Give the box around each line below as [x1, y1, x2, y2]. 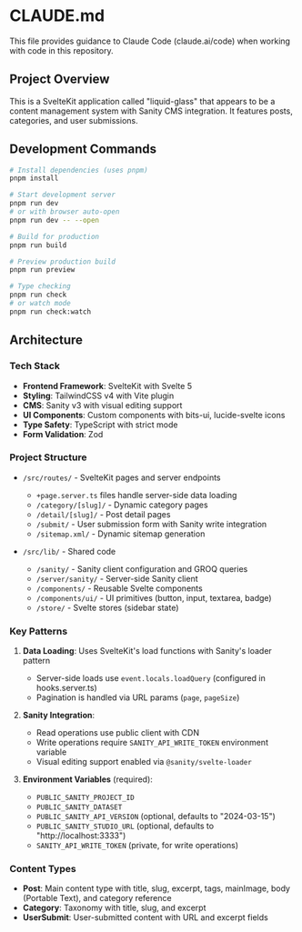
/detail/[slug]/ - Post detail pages [35, 508, 171, 519]
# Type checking [9, 282, 71, 291]
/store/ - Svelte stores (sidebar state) [35, 602, 179, 613]
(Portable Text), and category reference [22, 893, 172, 904]
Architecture [9, 333, 84, 348]
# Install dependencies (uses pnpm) [9, 165, 148, 175]
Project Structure [9, 451, 87, 464]
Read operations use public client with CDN [35, 727, 200, 738]
